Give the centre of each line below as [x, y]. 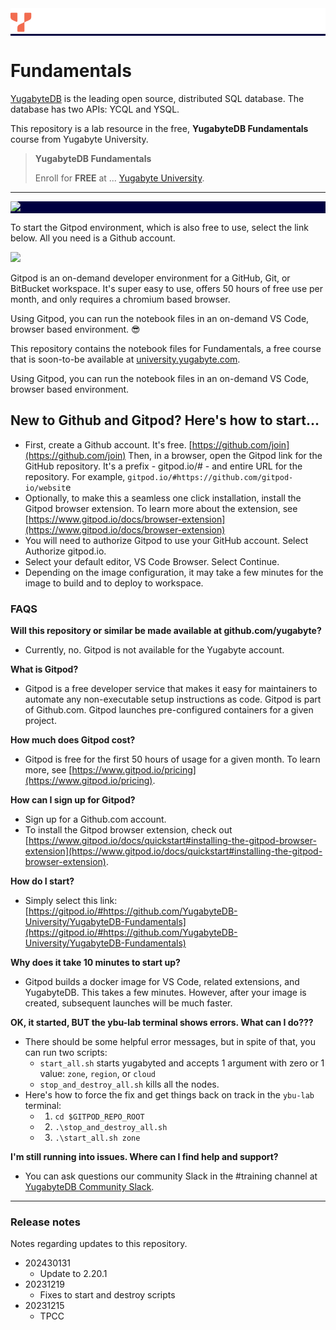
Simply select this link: [71, 901]
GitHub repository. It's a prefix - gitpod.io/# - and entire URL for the [163, 466]
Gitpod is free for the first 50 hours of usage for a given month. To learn [172, 759]
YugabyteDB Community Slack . [89, 1187]
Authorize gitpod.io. [65, 551]
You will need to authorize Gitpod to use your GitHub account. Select [166, 540]
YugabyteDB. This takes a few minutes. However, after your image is [165, 993]
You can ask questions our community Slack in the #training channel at [171, 1176]
